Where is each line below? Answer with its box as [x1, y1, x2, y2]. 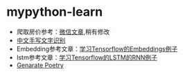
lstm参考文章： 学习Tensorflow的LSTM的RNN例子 [16, 53, 157, 62]
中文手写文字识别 [16, 36, 66, 45]
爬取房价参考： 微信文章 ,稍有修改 [16, 27, 110, 36]
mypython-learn [6, 4, 103, 20]
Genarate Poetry [16, 61, 64, 69]
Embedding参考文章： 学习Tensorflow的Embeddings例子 [16, 45, 178, 53]
